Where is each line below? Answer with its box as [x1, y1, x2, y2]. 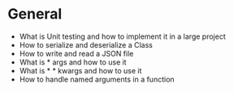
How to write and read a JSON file [19, 48, 134, 58]
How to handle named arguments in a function [19, 74, 175, 84]
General [7, 5, 63, 23]
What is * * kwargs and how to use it [19, 65, 142, 75]
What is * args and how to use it [19, 57, 127, 67]
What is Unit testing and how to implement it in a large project [19, 31, 226, 41]
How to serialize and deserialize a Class [19, 40, 154, 49]
